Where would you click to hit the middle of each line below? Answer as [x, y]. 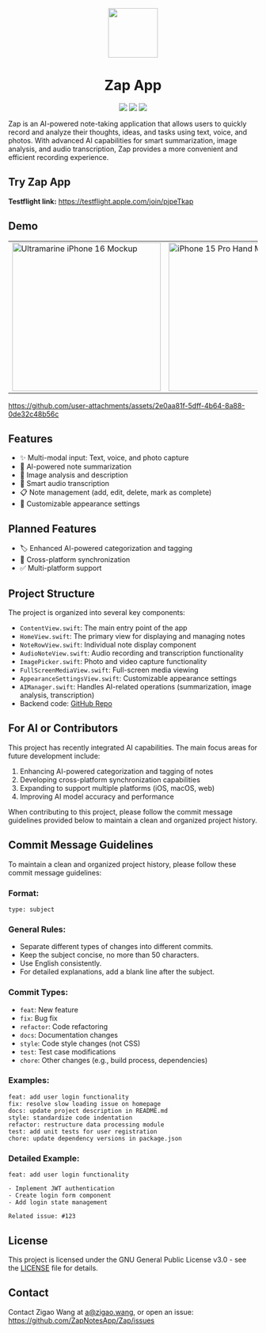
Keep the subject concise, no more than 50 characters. [109, 955]
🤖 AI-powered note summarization [76, 467]
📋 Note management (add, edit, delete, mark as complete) [116, 492]
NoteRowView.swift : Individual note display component [108, 645]
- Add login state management [58, 1202]
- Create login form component [60, 1196]
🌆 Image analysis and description [74, 475]
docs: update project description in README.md [88, 1111]
